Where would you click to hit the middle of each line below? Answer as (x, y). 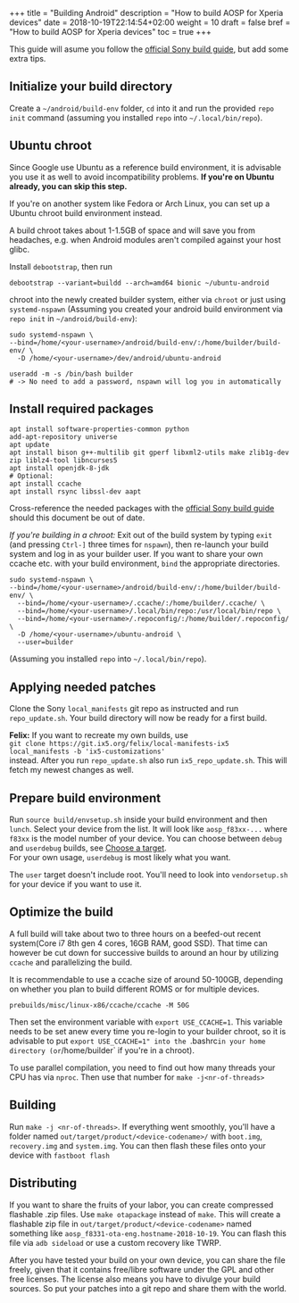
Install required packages (82, 409)
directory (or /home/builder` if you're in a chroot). (102, 1050)
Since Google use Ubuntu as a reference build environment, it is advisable (145, 167)
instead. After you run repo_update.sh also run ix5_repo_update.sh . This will (148, 760)
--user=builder (46, 643)
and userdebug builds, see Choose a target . (88, 848)
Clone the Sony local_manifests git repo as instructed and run (124, 709)
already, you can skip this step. (68, 186)
